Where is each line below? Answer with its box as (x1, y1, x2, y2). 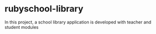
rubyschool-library (4, 3, 84, 14)
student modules (4, 24, 39, 30)
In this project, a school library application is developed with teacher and (4, 19, 152, 25)
